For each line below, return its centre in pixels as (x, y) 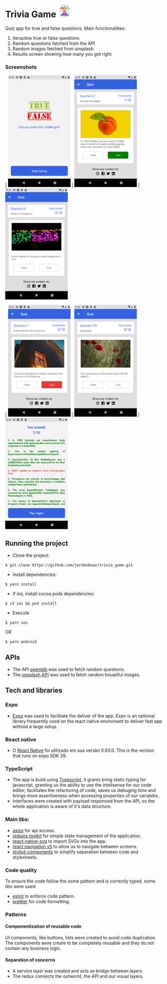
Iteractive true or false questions (46, 38)
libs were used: (21, 886)
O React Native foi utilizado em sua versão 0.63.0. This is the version (83, 750)
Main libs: (17, 820)
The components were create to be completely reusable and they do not (79, 943)
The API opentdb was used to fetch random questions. (68, 669)
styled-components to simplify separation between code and (75, 852)
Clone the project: (31, 555)
